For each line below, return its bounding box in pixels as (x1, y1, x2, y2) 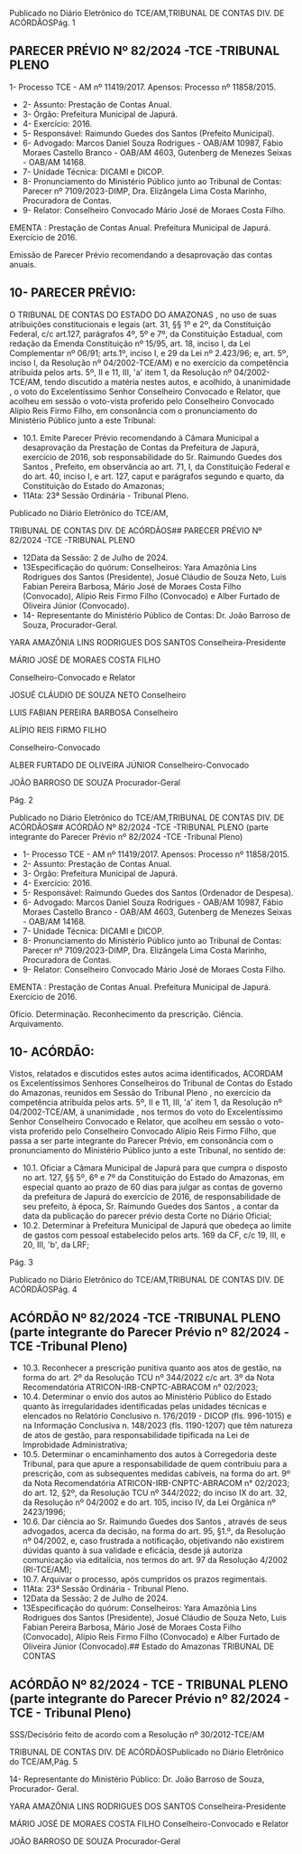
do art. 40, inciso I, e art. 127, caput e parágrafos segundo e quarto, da (22, 470, 285, 482)
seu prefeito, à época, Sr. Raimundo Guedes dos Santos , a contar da (22, 1201, 279, 1212)
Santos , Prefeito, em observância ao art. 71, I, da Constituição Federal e (22, 461, 290, 472)
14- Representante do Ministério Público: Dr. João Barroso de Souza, (9, 1774, 265, 1784)
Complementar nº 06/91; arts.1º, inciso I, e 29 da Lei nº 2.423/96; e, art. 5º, (9, 347, 288, 358)
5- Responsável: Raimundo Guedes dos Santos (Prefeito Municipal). (22, 127, 275, 138)
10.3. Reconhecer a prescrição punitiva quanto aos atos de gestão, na (22, 1362, 282, 1373)
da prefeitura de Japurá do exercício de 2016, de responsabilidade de (22, 1191, 281, 1202)
